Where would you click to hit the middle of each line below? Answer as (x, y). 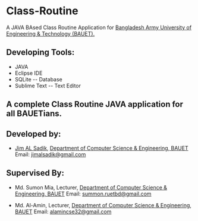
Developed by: (34, 134)
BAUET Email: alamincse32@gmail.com (63, 211)
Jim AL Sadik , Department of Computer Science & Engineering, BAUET (101, 148)
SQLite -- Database (38, 79)
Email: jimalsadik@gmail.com (50, 154)
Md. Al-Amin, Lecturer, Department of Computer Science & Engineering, (103, 205)
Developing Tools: (40, 53)
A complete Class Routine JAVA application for (95, 104)
